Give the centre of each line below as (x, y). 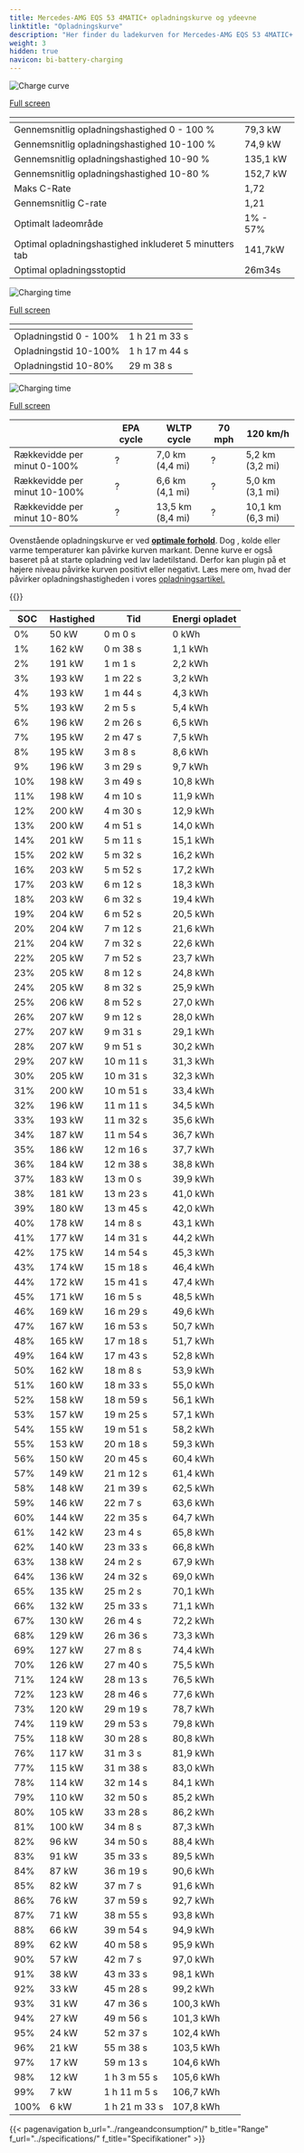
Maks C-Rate (43, 188)
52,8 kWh (193, 1356)
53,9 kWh (193, 1371)
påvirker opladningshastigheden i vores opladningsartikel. (117, 579)
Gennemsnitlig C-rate (60, 203)
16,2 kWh (193, 855)
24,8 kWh (193, 973)
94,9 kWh (193, 1930)
